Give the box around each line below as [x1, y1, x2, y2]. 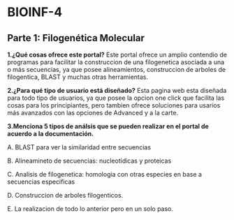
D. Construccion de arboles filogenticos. [7, 191, 124, 199]
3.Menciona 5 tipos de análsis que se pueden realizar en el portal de [7, 122, 210, 130]
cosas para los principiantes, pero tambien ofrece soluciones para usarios [7, 101, 221, 109]
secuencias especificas [7, 177, 75, 186]
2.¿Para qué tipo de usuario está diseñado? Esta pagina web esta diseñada [7, 87, 227, 94]
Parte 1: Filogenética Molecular [7, 32, 145, 44]
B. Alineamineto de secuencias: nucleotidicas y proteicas [7, 156, 172, 165]
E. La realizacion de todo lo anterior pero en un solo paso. [7, 205, 173, 213]
